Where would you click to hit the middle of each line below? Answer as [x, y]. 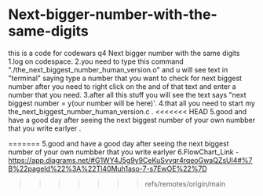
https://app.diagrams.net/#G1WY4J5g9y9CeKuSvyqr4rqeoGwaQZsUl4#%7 [130, 160]
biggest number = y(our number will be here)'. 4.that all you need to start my [131, 103]
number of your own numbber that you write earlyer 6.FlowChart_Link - [124, 152]
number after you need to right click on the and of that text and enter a [122, 86]
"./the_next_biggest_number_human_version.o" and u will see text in [118, 69]
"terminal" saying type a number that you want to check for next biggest [125, 78]
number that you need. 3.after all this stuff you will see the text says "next [127, 94]
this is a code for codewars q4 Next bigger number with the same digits [124, 53]
